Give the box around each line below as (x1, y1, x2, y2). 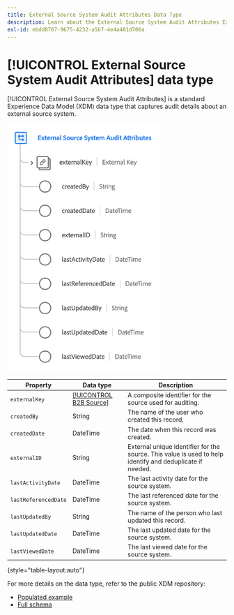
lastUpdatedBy (10, 514, 52, 521)
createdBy (10, 413, 39, 420)
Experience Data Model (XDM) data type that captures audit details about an (7, 102, 227, 111)
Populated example (17, 593, 73, 601)
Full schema (17, 600, 52, 609)
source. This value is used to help (127, 450, 224, 458)
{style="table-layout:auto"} (7, 565, 85, 574)
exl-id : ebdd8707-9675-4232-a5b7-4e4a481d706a (7, 26, 145, 33)
